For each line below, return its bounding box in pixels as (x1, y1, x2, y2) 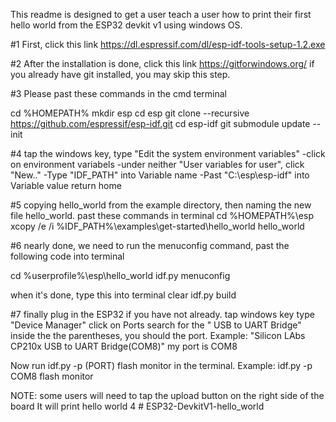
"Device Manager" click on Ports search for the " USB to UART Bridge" (10, 319, 302, 331)
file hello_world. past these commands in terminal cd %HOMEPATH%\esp (10, 210, 314, 221)
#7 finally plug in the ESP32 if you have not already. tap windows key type (10, 309, 315, 320)
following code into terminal (10, 250, 125, 262)
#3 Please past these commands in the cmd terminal (10, 88, 227, 99)
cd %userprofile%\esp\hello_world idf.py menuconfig (10, 270, 231, 281)
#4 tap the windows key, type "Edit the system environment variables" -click (10, 148, 326, 159)
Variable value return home (10, 180, 122, 191)
